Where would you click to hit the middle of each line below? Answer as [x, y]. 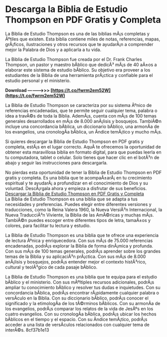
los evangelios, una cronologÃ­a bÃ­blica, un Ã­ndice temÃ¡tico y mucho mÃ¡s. [84, 131]
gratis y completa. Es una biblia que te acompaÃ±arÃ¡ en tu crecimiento [79, 177]
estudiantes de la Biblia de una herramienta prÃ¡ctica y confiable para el [79, 75]
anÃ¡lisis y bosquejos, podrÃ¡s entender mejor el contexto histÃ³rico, [76, 261]
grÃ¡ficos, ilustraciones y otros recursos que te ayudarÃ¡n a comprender [79, 44]
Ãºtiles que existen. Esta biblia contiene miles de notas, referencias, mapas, [83, 39]
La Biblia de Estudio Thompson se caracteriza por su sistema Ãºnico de [79, 105]
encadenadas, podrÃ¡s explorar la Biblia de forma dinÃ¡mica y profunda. [79, 245]
